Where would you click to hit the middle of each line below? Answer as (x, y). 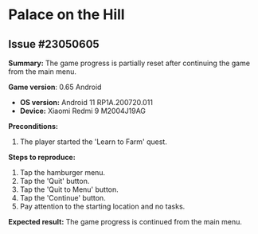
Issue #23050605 (54, 44)
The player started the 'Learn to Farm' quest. (93, 142)
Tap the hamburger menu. (63, 172)
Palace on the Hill (66, 15)
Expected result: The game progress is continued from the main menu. (125, 222)
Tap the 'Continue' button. (63, 198)
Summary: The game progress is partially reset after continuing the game (129, 63)
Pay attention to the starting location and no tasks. (102, 206)
